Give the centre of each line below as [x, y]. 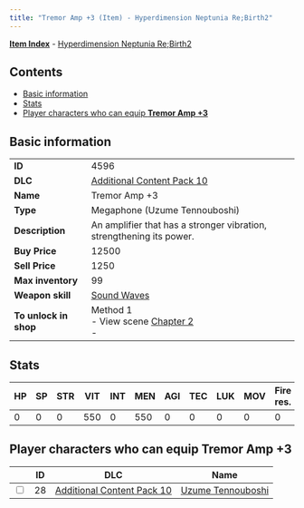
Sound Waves [120, 296]
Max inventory [46, 280]
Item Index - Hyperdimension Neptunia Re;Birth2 [100, 44]
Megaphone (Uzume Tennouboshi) [165, 210]
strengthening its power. [142, 237]
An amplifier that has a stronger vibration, [179, 225]
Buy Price [35, 251]
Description [40, 230]
